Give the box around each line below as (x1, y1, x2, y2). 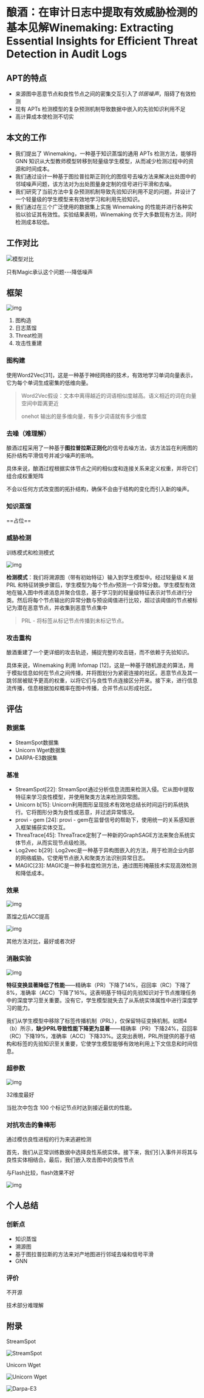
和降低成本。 (15, 869, 47, 877)
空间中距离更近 (21, 400, 59, 407)
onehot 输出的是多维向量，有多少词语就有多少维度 (21, 412, 147, 420)
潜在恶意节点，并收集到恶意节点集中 (16, 604, 107, 611)
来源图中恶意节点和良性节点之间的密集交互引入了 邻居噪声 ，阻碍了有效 (15, 90, 191, 97)
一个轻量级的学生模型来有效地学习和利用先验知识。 (15, 196, 143, 203)
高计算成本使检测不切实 (15, 113, 74, 120)
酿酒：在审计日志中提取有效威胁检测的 (6, 5, 199, 19)
